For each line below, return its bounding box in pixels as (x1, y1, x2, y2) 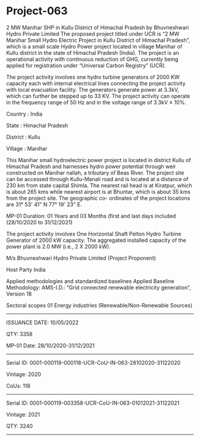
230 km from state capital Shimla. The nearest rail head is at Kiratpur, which (6, 182, 192, 189)
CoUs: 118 (6, 382, 31, 389)
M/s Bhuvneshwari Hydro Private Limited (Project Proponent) (6, 254, 157, 262)
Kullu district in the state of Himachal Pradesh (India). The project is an (6, 49, 180, 56)
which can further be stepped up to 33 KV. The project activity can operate (6, 92, 190, 100)
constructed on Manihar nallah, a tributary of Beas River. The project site (6, 169, 185, 176)
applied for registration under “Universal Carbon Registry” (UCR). (6, 61, 167, 69)
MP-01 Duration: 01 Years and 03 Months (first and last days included (6, 212, 176, 219)
